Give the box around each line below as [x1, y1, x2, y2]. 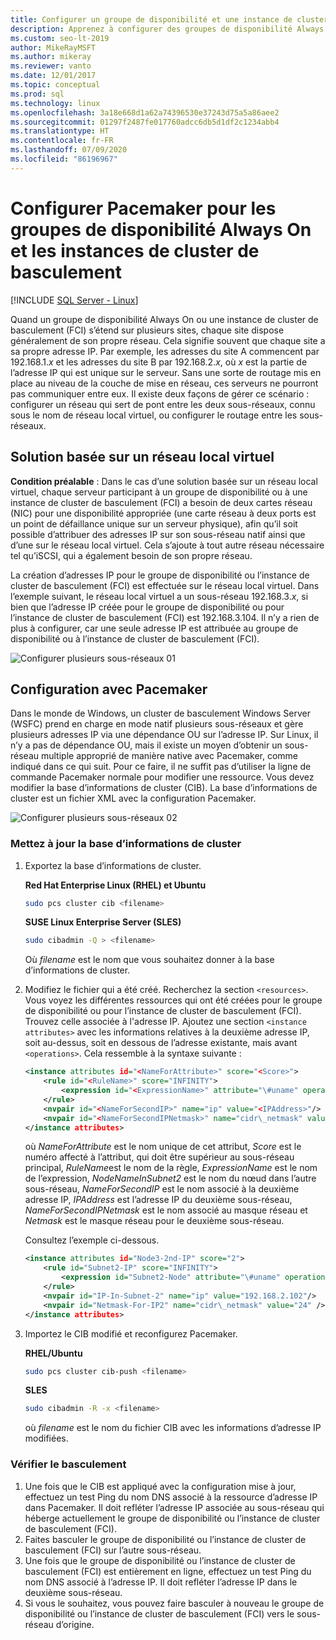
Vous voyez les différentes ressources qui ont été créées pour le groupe [24, 994, 323, 1006]
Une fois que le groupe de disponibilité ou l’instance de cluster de [24, 1554, 296, 1566]
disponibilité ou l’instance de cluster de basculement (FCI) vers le [24, 1607, 295, 1620]
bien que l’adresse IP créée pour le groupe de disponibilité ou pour [10, 601, 285, 613]
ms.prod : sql [10, 89, 65, 99]
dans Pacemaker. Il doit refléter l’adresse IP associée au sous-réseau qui [24, 1501, 325, 1513]
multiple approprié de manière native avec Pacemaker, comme [40, 750, 299, 762]
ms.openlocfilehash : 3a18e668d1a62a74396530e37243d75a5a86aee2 [10, 107, 280, 118]
